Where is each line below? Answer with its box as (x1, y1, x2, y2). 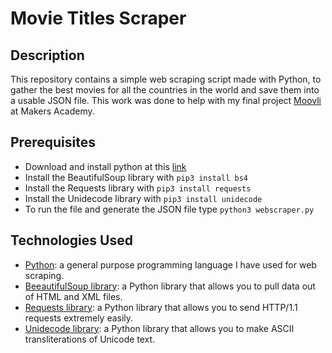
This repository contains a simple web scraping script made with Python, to (10, 73, 322, 85)
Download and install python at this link (24, 160, 187, 172)
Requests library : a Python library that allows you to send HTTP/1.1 (24, 301, 298, 313)
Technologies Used (10, 232, 133, 249)
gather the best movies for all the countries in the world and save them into (10, 84, 320, 96)
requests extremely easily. (24, 312, 134, 324)
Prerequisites (10, 134, 96, 151)
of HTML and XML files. (24, 290, 123, 302)
